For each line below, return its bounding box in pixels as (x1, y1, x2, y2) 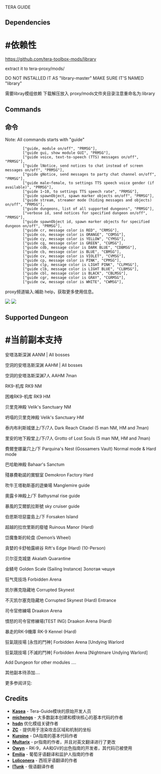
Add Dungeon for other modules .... (5, 659, 77, 665)
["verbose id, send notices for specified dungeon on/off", (23, 210, 148, 215)
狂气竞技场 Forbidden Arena (5, 576, 62, 582)
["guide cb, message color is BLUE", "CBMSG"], (23, 249, 121, 254)
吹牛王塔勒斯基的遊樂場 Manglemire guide (5, 482, 90, 488)
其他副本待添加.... (5, 669, 41, 675)
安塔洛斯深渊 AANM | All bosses (5, 352, 70, 357)
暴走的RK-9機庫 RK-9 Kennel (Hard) (5, 628, 77, 634)
